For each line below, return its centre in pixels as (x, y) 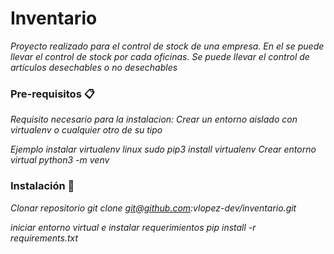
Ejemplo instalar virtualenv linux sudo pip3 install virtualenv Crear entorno (163, 149)
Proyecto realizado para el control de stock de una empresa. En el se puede (167, 46)
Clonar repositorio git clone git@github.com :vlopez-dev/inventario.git (153, 208)
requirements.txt (44, 238)
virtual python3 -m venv (60, 160)
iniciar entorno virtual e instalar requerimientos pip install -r (133, 227)
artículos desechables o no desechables (94, 67)
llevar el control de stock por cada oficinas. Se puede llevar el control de (160, 56)
